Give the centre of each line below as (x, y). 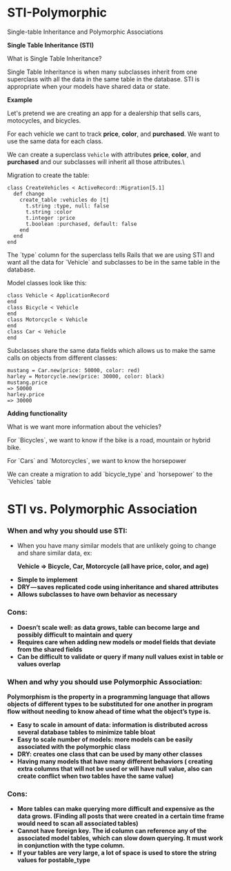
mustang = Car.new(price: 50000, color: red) (73, 370)
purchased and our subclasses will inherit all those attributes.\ (96, 162)
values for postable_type (54, 860)
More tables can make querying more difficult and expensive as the (116, 809)
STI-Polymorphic (57, 13)
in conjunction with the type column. (71, 846)
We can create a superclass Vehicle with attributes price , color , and (104, 154)
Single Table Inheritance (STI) (51, 45)
